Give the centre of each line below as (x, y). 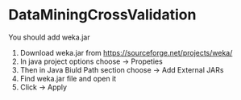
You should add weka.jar (49, 37)
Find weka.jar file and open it (68, 78)
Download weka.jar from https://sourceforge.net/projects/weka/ (126, 52)
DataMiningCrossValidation (102, 15)
